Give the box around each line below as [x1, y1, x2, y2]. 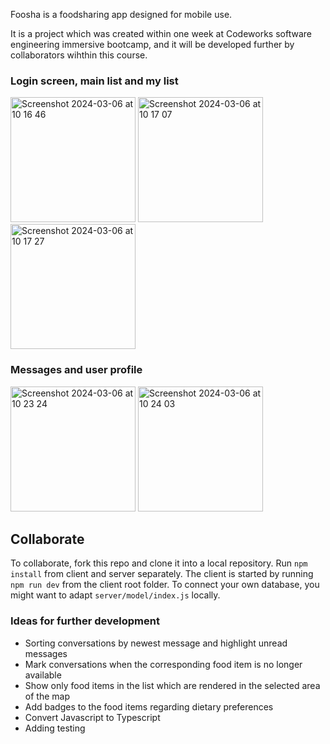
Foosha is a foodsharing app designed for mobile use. [10, 9, 233, 20]
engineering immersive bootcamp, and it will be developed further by [10, 39, 295, 50]
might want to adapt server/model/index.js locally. [10, 589, 221, 601]
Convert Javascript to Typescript [24, 711, 161, 723]
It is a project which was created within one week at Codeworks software [10, 28, 312, 39]
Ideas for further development [10, 614, 160, 628]
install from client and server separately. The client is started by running [10, 568, 314, 580]
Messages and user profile [10, 363, 143, 377]
